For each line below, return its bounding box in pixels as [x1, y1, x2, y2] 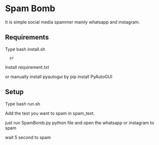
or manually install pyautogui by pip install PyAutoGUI [5, 74, 113, 80]
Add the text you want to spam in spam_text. [5, 110, 95, 116]
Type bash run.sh [5, 101, 41, 106]
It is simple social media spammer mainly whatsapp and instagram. [5, 19, 140, 25]
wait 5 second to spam [5, 134, 51, 140]
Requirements [5, 33, 49, 41]
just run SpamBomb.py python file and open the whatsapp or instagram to [5, 120, 154, 125]
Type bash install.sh [5, 46, 45, 52]
